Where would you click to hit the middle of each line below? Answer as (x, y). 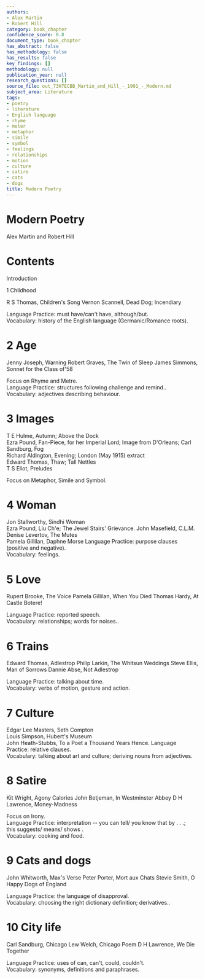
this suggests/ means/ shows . (45, 829)
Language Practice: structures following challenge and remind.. (87, 387)
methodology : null (30, 69)
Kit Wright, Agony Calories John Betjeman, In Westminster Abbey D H (94, 798)
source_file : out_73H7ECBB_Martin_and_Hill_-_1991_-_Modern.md (89, 87)
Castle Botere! (24, 603)
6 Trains (28, 646)
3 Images (30, 419)
